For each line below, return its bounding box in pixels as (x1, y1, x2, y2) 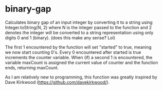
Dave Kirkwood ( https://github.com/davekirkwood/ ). (5, 79, 110, 85)
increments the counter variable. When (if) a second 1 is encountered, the (5, 54, 153, 60)
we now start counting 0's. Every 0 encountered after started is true (5, 49, 141, 55)
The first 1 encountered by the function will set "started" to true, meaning (5, 44, 152, 50)
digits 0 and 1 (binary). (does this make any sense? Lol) (5, 35, 115, 41)
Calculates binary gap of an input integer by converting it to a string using (5, 19, 153, 25)
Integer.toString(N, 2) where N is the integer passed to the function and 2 (5, 24, 152, 30)
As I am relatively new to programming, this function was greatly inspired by (5, 74, 158, 80)
